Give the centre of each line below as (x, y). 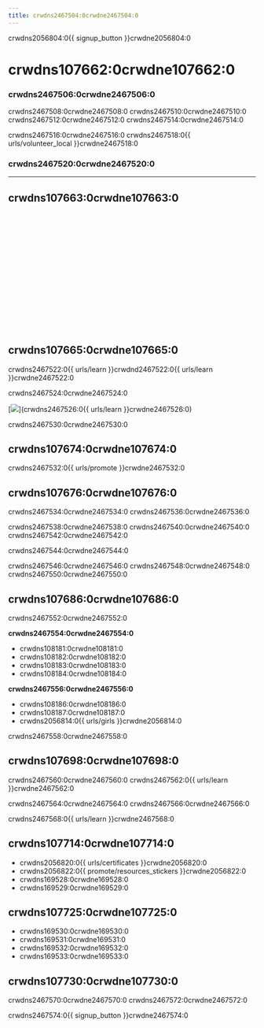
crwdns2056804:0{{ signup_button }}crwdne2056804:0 (99, 38)
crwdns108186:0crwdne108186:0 (73, 704)
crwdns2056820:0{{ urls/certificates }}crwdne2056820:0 (113, 863)
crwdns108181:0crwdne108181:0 (71, 649)
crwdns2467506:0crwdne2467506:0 (82, 94)
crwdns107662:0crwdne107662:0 (122, 70)
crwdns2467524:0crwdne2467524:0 (68, 393)
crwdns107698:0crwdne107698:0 (93, 761)
